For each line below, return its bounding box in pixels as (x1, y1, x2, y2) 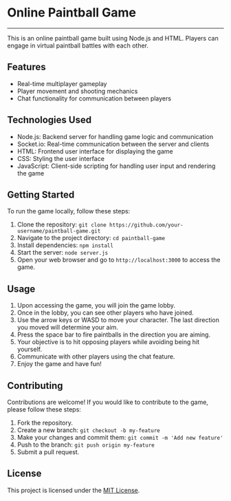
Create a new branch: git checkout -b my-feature (16, 426, 160, 434)
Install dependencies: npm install (16, 241, 113, 249)
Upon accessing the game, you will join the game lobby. (16, 301, 176, 310)
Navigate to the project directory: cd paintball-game (16, 234, 166, 242)
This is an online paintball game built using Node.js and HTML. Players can (7, 34, 219, 42)
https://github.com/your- (109, 222, 184, 228)
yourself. (16, 345, 43, 354)
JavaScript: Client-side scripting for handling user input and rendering (16, 162, 216, 170)
